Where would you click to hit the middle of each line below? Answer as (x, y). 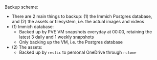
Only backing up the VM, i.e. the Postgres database (71, 42)
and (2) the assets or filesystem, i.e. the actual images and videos (78, 22)
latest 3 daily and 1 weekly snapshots (56, 37)
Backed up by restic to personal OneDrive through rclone (78, 52)
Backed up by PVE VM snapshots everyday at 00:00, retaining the (85, 32)
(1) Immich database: (33, 27)
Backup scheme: (22, 7)
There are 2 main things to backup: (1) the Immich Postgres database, (82, 16)
